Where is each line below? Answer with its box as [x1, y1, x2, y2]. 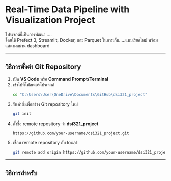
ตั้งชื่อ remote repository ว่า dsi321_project [12, 120, 99, 127]
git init [12, 111, 32, 116]
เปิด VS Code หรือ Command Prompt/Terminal [12, 76, 108, 82]
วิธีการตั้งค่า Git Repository [5, 63, 81, 71]
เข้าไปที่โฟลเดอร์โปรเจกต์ [12, 81, 55, 87]
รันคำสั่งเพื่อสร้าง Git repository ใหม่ [12, 101, 78, 107]
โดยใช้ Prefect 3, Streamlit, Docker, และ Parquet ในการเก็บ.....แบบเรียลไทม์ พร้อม [5, 37, 158, 43]
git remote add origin [12, 150, 61, 155]
